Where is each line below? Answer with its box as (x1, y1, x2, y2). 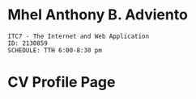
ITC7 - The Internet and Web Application (7, 32, 150, 40)
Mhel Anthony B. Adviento (7, 6, 188, 24)
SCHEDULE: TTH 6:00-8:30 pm (7, 46, 103, 54)
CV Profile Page (7, 73, 116, 92)
